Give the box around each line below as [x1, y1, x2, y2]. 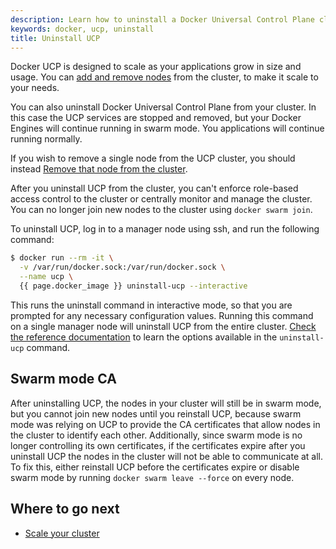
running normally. [10, 133, 83, 145]
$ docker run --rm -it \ [10, 253, 114, 263]
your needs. [10, 82, 60, 94]
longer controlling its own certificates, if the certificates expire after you [10, 439, 306, 451]
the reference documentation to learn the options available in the [10, 331, 278, 343]
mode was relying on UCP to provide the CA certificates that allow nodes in [10, 418, 321, 430]
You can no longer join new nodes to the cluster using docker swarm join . [10, 204, 313, 216]
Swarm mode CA [10, 371, 117, 388]
